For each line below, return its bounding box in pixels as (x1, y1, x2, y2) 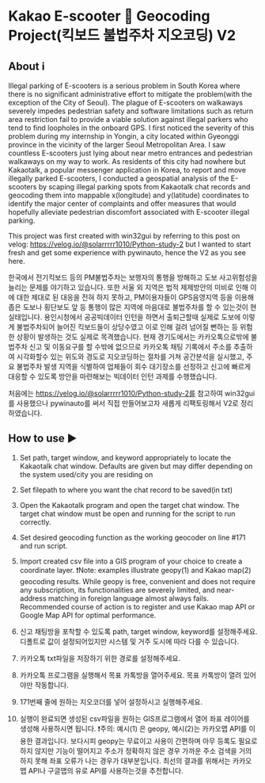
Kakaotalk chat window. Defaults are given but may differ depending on (19, 461, 253, 471)
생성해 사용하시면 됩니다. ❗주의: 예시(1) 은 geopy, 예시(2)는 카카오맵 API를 (19, 724, 248, 733)
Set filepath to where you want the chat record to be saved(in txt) (19, 485, 233, 495)
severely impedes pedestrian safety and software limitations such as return (8, 106, 254, 116)
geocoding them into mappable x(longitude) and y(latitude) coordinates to (8, 190, 249, 200)
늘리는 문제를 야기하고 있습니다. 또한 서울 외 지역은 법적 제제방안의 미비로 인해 (8, 283, 249, 292)
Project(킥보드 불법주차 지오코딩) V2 (8, 27, 236, 44)
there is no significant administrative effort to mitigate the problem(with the (8, 90, 252, 98)
